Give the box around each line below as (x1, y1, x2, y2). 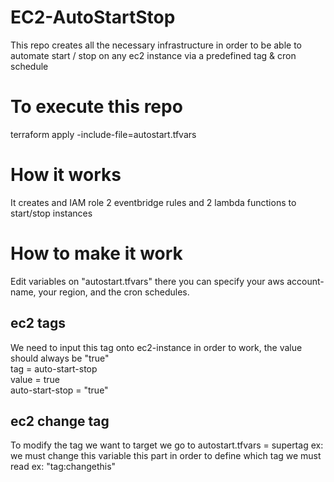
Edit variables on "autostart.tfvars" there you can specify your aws (10, 275, 285, 287)
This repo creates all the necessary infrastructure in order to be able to (10, 39, 303, 51)
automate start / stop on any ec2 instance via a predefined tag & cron (10, 49, 297, 61)
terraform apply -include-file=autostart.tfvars (10, 128, 197, 140)
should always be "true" (10, 352, 110, 364)
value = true (10, 373, 60, 385)
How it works (10, 164, 122, 186)
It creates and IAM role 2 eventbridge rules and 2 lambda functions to (10, 196, 297, 208)
